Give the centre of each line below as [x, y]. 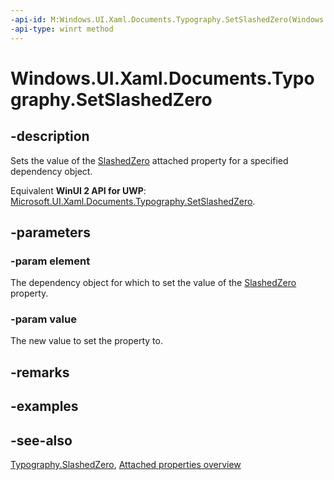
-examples [44, 406]
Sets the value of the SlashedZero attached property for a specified [149, 160]
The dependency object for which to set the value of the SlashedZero [153, 283]
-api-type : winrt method [62, 29]
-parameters [50, 232]
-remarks [40, 372]
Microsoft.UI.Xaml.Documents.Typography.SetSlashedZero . [133, 201]
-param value [43, 319]
